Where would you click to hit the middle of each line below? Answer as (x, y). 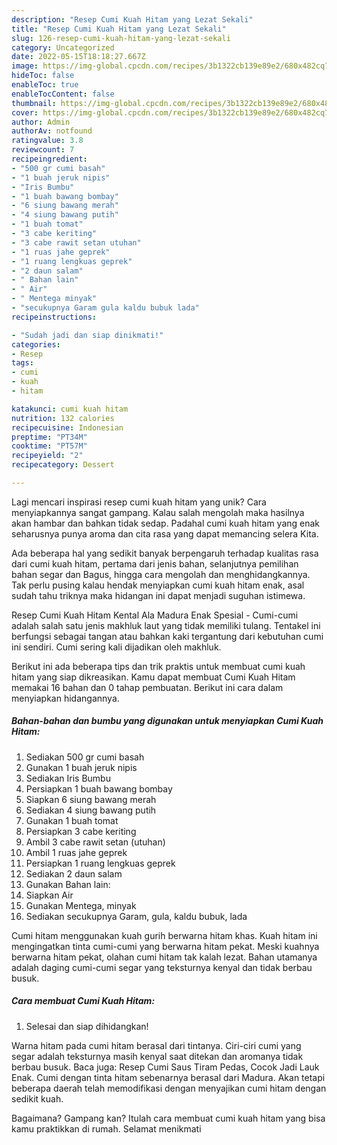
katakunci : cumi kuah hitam (70, 409)
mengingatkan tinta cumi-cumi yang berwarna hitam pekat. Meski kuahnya (165, 946)
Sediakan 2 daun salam (74, 873)
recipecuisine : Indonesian (67, 427)
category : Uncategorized (63, 47)
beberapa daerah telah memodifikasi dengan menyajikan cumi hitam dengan (169, 1088)
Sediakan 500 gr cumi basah (85, 757)
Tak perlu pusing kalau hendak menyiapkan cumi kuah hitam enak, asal (158, 585)
